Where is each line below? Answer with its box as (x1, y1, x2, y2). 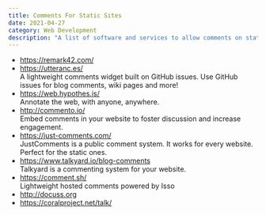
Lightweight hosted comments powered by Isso (19, 181, 176, 190)
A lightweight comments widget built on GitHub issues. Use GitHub (19, 72, 238, 81)
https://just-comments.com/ (19, 131, 112, 141)
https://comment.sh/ (19, 173, 87, 183)
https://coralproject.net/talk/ (19, 198, 112, 208)
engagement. (19, 123, 63, 132)
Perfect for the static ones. (19, 148, 108, 157)
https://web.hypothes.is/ (19, 89, 101, 99)
